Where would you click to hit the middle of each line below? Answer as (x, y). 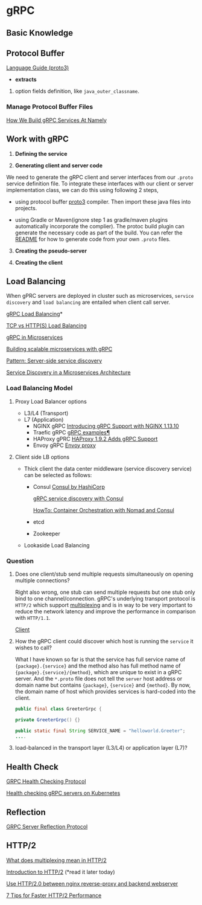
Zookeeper (46, 533)
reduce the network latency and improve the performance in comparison (105, 611)
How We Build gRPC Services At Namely (56, 120)
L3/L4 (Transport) (46, 413)
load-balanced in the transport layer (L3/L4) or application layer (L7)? (101, 748)
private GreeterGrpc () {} (47, 720)
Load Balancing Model (39, 388)
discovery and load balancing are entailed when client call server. (88, 302)
